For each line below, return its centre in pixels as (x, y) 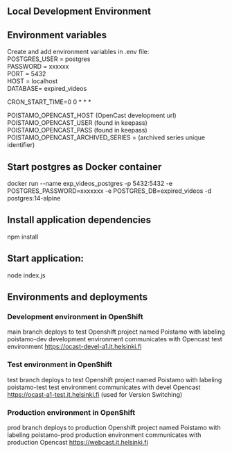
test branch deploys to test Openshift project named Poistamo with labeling (115, 379)
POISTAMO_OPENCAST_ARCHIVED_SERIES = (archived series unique (106, 137)
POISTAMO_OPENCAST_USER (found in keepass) (77, 123)
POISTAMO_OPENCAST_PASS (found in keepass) (77, 130)
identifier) (21, 145)
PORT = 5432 (27, 74)
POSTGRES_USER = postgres (49, 59)
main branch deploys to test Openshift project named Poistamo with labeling (116, 332)
